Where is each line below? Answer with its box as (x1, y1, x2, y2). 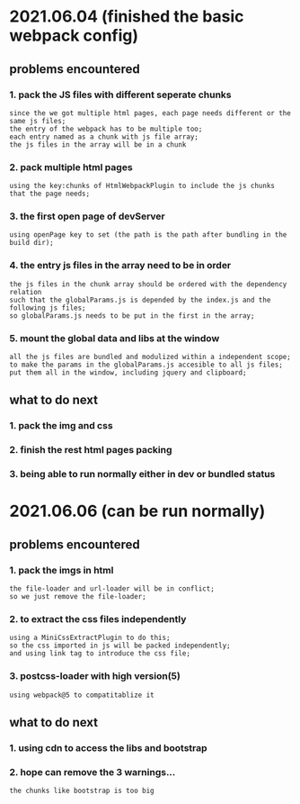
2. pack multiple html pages (9, 160, 133, 173)
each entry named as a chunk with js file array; (9, 132, 199, 141)
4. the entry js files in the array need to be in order (9, 259, 232, 272)
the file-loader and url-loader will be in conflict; (9, 584, 216, 593)
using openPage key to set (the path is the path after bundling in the (9, 230, 287, 239)
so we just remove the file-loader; (9, 592, 146, 601)
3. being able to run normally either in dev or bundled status (9, 468, 276, 481)
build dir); (9, 239, 54, 248)
